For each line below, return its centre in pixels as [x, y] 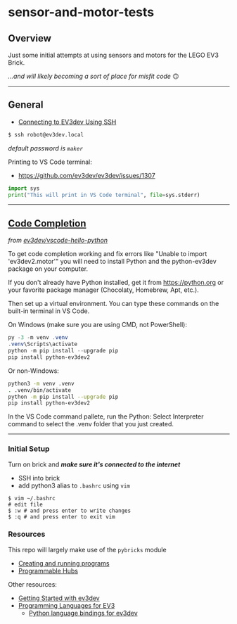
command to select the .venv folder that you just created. [91, 424]
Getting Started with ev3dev [59, 598]
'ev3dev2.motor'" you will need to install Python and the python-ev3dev [112, 262]
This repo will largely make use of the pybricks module [88, 549]
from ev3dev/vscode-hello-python [58, 241]
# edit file [25, 504]
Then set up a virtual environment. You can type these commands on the [114, 304]
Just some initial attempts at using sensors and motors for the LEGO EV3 [113, 55]
